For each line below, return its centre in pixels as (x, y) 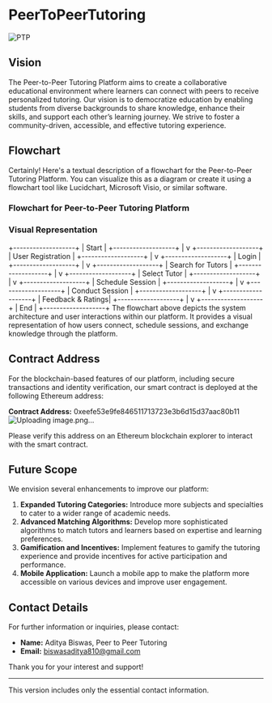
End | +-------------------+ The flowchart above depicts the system (133, 307)
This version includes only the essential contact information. (109, 690)
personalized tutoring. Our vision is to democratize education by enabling (131, 100)
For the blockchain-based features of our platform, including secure (121, 379)
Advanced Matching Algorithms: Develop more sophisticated (124, 522)
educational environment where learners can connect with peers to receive (134, 91)
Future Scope (43, 470)
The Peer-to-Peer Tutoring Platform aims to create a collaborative (118, 82)
